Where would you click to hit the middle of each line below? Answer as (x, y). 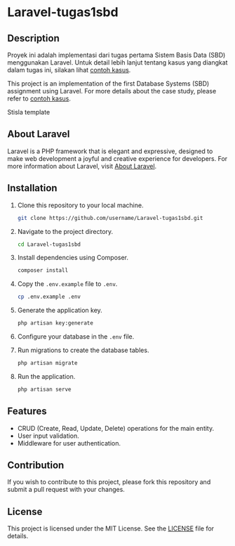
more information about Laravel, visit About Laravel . (82, 166)
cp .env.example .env (49, 297)
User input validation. (48, 436)
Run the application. (46, 376)
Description (33, 38)
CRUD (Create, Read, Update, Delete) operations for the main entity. (116, 428)
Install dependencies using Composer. (73, 258)
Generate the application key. (60, 311)
